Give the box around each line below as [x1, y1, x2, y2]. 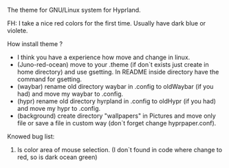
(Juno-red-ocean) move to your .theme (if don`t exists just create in [17, 61, 210, 68]
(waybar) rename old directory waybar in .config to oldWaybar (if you [17, 83, 214, 90]
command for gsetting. [17, 75, 83, 83]
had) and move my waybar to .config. [17, 90, 124, 98]
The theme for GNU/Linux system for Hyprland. [7, 6, 141, 14]
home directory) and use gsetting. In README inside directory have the [17, 68, 219, 76]
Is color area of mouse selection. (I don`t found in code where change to [17, 146, 222, 154]
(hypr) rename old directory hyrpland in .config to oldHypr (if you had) [17, 97, 217, 105]
